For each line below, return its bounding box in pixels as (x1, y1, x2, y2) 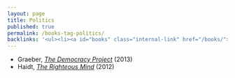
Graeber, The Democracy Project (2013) (17, 55, 133, 63)
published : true (7, 23, 55, 30)
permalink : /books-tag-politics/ (7, 29, 105, 37)
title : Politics (7, 17, 55, 24)
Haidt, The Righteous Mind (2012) (17, 63, 115, 71)
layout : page (7, 10, 45, 17)
